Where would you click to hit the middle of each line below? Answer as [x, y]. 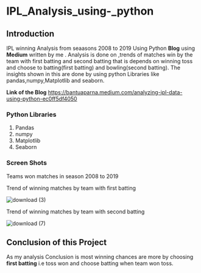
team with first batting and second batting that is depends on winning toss [100, 61]
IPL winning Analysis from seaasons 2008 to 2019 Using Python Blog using [101, 48]
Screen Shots [27, 163]
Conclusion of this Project [57, 242]
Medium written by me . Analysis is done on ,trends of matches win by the [100, 55]
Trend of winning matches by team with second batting [76, 212]
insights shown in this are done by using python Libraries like [83, 74]
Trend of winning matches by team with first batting [71, 188]
